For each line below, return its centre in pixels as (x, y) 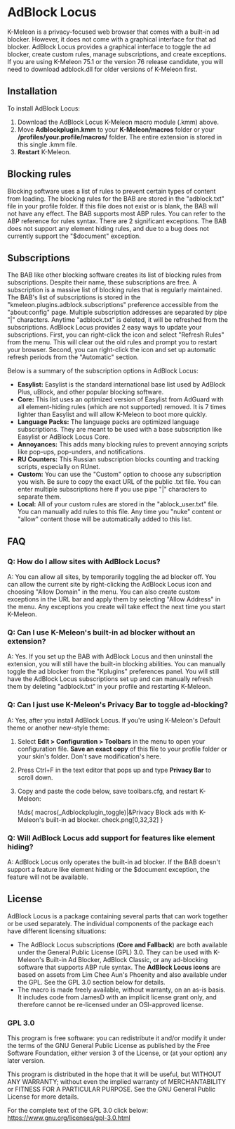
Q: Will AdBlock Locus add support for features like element (111, 837)
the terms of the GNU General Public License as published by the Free (109, 1046)
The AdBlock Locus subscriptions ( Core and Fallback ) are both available (122, 944)
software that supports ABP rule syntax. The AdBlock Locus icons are (119, 967)
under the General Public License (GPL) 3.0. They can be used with (115, 952)
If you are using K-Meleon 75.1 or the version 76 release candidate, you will (115, 61)
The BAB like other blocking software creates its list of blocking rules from (115, 275)
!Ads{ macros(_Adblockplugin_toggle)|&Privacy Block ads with (108, 812)
